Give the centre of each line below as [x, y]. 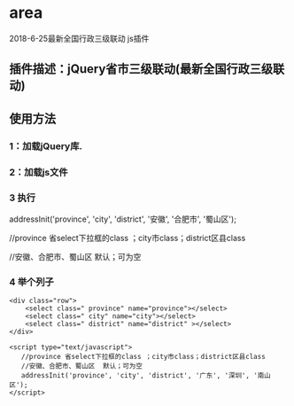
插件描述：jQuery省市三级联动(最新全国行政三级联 [147, 69]
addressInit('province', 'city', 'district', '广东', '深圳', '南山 [146, 376]
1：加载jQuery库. [46, 146]
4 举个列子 [32, 282]
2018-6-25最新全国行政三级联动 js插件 [79, 38]
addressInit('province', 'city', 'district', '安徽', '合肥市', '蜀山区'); [123, 219]
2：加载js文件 [39, 172]
